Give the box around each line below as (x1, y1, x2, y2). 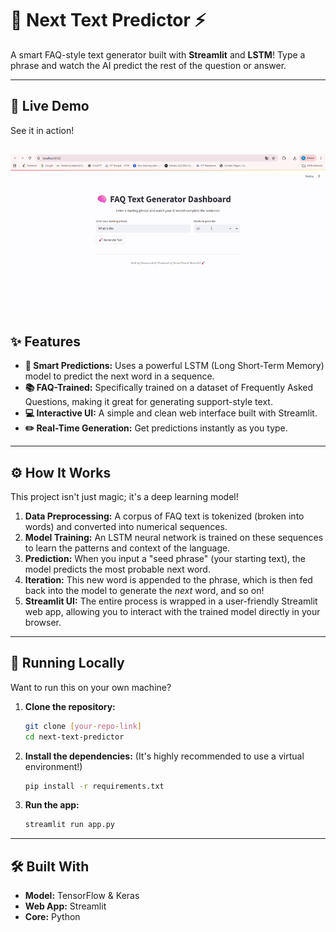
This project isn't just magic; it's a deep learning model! (10, 491, 239, 503)
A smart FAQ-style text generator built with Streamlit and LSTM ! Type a (10, 48, 306, 61)
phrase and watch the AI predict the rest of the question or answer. (10, 59, 287, 71)
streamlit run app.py (24, 820, 115, 830)
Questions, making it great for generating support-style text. (24, 396, 273, 408)
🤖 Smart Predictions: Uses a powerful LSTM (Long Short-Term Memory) (24, 360, 325, 372)
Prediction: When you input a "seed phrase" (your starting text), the (24, 553, 306, 565)
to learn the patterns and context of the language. (24, 542, 231, 554)
